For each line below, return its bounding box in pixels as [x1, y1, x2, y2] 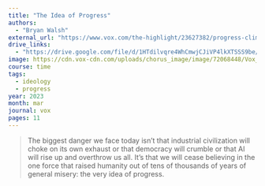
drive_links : [8, 41, 51, 49]
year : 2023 [8, 92, 44, 100]
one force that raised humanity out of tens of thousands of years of [27, 161, 247, 170]
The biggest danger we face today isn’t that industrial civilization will [27, 136, 251, 145]
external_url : [8, 33, 55, 42]
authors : [8, 19, 37, 27]
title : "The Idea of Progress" [8, 11, 111, 20]
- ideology [15, 77, 51, 85]
